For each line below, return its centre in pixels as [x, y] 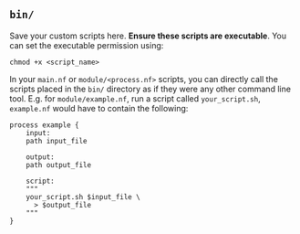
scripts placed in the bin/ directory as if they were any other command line [150, 89]
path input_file [57, 141]
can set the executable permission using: [87, 45]
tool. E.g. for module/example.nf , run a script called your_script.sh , [135, 98]
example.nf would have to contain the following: [99, 108]
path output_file [59, 165]
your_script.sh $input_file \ [83, 197]
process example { [44, 125]
